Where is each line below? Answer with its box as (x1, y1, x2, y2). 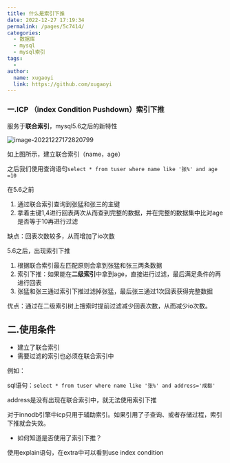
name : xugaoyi (13, 74, 54, 81)
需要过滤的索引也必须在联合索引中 (17, 352, 114, 360)
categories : (7, 29, 41, 37)
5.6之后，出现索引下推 (7, 246, 71, 255)
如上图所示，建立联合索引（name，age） (7, 150, 125, 158)
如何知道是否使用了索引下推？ (17, 434, 102, 442)
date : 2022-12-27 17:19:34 (7, 17, 85, 23)
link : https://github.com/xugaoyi (13, 81, 112, 88)
